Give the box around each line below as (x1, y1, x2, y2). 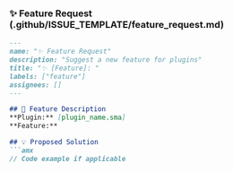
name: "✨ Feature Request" (9, 47, 112, 56)
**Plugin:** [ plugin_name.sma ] (9, 113, 126, 123)
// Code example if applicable (9, 154, 126, 163)
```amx (9, 146, 34, 155)
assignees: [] (9, 80, 63, 90)
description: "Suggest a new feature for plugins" (9, 56, 203, 64)
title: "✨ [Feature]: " (9, 64, 100, 73)
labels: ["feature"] (9, 72, 87, 81)
